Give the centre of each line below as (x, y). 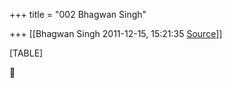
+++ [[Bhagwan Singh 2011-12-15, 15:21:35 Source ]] (116, 33)
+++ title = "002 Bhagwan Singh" (78, 14)
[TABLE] (26, 53)
